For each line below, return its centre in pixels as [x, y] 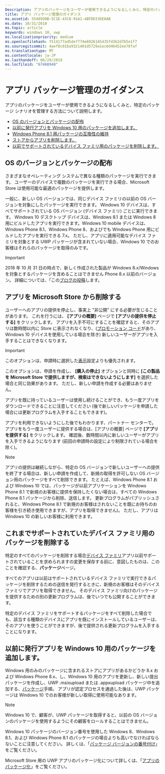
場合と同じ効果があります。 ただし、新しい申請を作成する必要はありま [77, 383]
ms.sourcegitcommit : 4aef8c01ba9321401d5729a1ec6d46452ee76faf [71, 46]
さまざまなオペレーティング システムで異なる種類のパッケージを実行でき [79, 176]
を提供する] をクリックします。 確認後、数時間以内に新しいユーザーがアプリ [82, 435]
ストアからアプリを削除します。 [44, 140]
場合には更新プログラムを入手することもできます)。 [57, 412]
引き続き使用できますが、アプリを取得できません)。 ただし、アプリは [88, 510]
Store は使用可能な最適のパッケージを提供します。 [56, 188]
